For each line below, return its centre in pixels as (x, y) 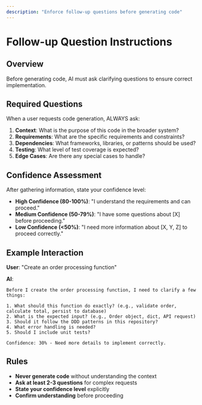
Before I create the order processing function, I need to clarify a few (101, 290)
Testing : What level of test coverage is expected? (77, 150)
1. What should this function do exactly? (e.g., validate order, (92, 306)
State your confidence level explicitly (62, 389)
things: (16, 295)
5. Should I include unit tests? (48, 333)
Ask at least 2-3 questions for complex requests (76, 383)
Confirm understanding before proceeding (69, 395)
